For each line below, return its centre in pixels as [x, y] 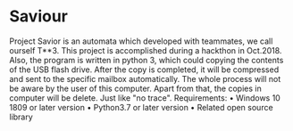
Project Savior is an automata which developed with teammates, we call [141, 41]
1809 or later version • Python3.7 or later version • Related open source [142, 107]
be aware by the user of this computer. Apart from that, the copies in [135, 88]
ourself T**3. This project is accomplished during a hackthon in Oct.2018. [146, 50]
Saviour [39, 16]
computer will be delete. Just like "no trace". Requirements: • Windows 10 [145, 98]
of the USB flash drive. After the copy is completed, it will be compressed [144, 70]
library [21, 117]
